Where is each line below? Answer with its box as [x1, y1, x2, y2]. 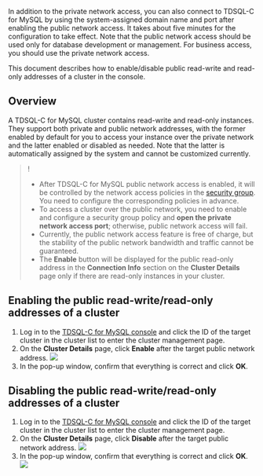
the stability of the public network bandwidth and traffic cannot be [38, 237, 254, 247]
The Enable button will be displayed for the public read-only [38, 254, 234, 264]
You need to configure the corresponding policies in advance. [38, 196, 239, 205]
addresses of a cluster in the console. [23, 72, 146, 81]
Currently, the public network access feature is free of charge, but [38, 229, 254, 239]
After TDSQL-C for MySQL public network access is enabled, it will [38, 179, 255, 189]
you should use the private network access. [8, 49, 150, 57]
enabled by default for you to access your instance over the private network [8, 132, 254, 141]
